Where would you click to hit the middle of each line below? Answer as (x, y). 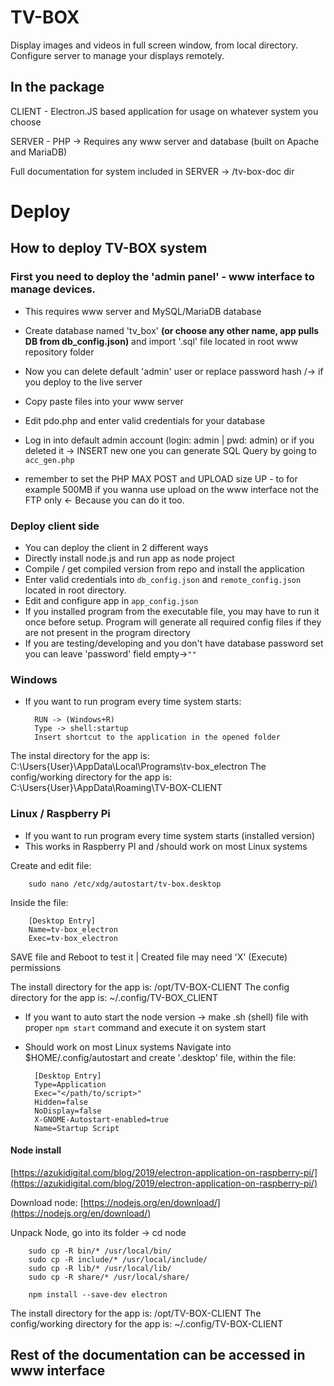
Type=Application (70, 1084)
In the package (57, 87)
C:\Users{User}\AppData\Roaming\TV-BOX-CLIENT (116, 788)
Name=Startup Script (77, 1128)
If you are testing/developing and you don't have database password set (174, 643)
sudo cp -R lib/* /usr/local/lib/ (100, 1268)
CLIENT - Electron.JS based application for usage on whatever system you (164, 111)
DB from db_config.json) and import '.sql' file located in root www (161, 341)
